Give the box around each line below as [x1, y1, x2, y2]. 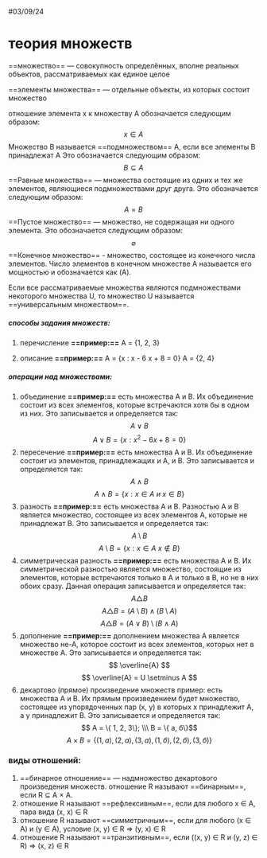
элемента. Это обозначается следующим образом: [8, 225, 184, 235]
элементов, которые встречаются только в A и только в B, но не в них [19, 572, 259, 582]
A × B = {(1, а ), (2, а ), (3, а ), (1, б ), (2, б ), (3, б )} [66, 735, 213, 745]
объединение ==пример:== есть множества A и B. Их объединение [19, 392, 254, 401]
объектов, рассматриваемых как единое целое [8, 69, 171, 79]
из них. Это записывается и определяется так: [19, 408, 179, 418]
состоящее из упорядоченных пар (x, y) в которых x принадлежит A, [19, 702, 254, 712]
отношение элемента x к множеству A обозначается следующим [8, 108, 232, 118]
